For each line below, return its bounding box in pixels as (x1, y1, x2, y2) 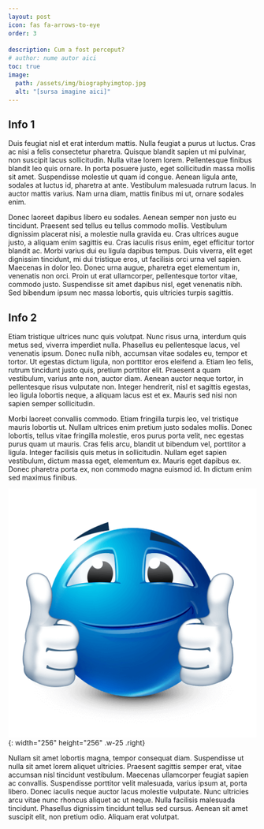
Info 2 (8, 311, 37, 324)
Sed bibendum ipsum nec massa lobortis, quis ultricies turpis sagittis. (8, 288, 234, 297)
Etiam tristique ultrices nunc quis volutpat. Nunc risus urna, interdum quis (8, 332, 247, 342)
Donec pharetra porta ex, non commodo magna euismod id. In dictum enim (8, 465, 252, 474)
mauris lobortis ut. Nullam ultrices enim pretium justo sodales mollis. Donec (8, 423, 253, 432)
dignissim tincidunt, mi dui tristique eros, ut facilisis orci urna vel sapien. (8, 255, 242, 264)
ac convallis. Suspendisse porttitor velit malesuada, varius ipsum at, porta (8, 779, 247, 788)
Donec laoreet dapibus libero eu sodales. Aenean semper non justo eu (8, 213, 236, 222)
